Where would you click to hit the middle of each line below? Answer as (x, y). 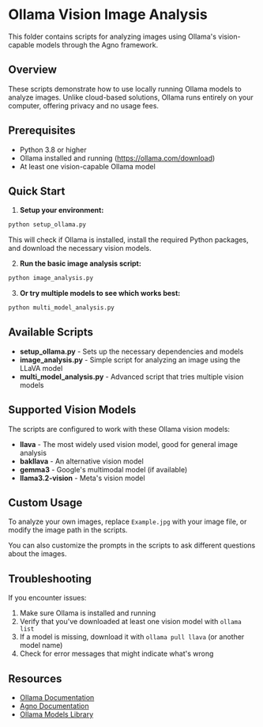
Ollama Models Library (56, 714)
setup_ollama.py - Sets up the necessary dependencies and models (131, 351)
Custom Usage (45, 503)
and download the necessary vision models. (80, 248)
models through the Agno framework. (97, 44)
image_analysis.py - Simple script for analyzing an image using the (130, 360)
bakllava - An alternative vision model (81, 461)
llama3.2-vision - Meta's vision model (82, 478)
